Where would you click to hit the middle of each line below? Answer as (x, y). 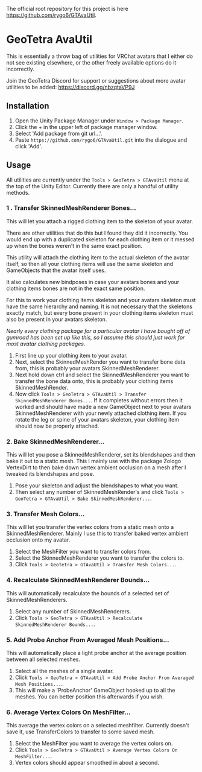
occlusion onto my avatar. (38, 540)
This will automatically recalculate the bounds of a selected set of (88, 593)
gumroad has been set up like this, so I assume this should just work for (96, 337)
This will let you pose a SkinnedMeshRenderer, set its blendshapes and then (101, 455)
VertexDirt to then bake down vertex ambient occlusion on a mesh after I (96, 467)
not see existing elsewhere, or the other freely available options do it (91, 62)
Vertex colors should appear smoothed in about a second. (87, 763)
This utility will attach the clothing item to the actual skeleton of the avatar (98, 257)
